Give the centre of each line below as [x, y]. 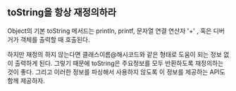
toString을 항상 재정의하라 [62, 13]
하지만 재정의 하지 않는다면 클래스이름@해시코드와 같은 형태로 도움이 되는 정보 [114, 54]
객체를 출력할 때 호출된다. [55, 39]
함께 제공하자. [26, 80]
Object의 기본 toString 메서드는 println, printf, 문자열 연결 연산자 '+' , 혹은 [110, 31]
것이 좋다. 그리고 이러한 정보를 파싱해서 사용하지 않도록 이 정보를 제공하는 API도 [116, 71]
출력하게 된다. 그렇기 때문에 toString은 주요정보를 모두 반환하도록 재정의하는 [119, 63]
